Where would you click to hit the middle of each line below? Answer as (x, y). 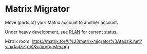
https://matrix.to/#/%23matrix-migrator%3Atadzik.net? (87, 41)
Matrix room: (18, 41)
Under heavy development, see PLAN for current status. (61, 32)
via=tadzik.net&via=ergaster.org (37, 46)
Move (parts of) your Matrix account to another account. (62, 22)
